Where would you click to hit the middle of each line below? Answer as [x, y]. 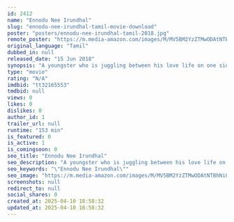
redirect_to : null [34, 189]
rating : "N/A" [28, 78]
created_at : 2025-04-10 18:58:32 [56, 201]
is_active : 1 [26, 143]
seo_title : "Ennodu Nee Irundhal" [57, 156]
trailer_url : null [34, 124]
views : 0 [20, 98]
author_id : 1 [26, 117]
